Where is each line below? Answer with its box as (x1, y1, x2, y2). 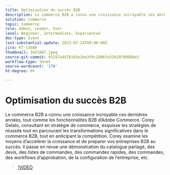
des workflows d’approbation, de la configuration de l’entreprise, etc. (5, 154, 149, 160)
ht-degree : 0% (5, 69, 35, 74)
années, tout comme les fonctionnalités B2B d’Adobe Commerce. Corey (5, 117, 154, 123)
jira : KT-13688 (5, 45, 37, 50)
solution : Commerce (5, 17, 47, 22)
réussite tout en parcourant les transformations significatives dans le (5, 127, 148, 134)
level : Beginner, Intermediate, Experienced (5, 31, 101, 36)
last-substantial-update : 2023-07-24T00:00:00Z (5, 40, 108, 46)
